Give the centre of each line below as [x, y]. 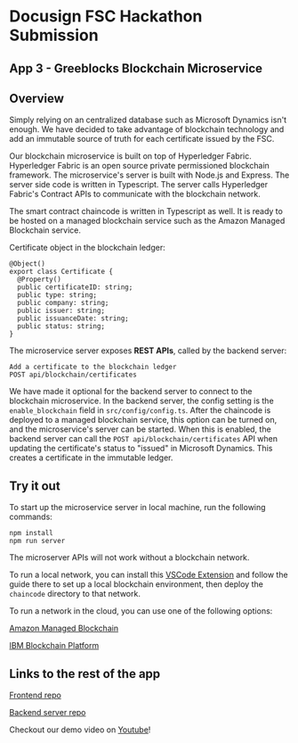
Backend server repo [48, 713]
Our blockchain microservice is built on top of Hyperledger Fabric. [130, 156]
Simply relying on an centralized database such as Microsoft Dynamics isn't [148, 120]
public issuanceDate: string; [73, 318]
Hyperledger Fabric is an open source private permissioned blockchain [139, 166]
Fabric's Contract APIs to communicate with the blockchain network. [135, 194]
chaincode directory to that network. [75, 594]
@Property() [40, 280]
